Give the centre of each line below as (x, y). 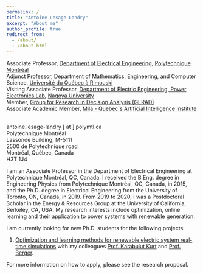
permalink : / (23, 12)
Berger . (24, 253)
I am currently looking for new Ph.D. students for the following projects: (96, 228)
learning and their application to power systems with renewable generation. (101, 216)
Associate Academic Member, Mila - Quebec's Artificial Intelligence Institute (101, 108)
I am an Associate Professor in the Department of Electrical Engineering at (99, 170)
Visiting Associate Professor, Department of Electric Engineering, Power (96, 89)
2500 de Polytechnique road (42, 146)
